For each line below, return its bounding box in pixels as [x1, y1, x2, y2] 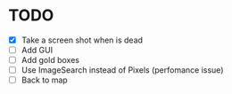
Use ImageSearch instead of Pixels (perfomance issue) [21, 65, 224, 75]
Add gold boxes [21, 55, 79, 66]
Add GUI [21, 45, 54, 55]
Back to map [21, 74, 68, 85]
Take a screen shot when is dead [21, 35, 144, 45]
